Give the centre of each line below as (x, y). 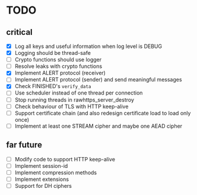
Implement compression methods (55, 173)
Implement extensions (42, 179)
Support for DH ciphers (43, 186)
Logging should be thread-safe (53, 53)
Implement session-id (41, 165)
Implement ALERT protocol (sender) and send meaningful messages (98, 80)
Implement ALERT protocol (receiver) (60, 73)
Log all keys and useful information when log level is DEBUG (88, 46)
